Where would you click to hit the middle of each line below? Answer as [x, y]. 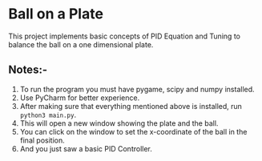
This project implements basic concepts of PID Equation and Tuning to [124, 36]
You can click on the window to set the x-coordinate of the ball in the [133, 131]
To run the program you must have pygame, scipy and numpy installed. [137, 89]
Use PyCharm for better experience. [80, 98]
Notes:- [28, 70]
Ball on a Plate [56, 14]
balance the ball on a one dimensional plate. [81, 44]
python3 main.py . [48, 115]
